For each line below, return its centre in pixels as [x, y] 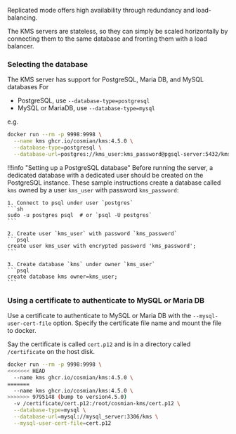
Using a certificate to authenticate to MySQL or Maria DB [106, 300]
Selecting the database [48, 64]
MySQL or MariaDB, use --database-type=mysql [86, 108]
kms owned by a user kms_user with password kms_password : [93, 190]
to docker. [22, 331]
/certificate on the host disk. [51, 352]
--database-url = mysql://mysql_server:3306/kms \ [86, 417]
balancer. [21, 46]
